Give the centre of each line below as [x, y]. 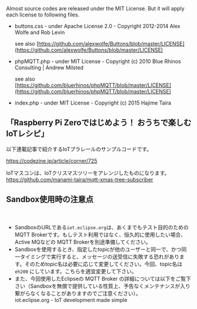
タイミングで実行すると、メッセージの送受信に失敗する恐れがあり [99, 256]
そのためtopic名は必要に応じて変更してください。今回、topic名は [103, 264]
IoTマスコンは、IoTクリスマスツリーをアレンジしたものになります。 [88, 173]
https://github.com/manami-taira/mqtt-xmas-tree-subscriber [80, 179]
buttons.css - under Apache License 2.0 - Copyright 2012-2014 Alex [97, 26]
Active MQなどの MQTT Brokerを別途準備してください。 [83, 242]
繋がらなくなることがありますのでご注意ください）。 [78, 293]
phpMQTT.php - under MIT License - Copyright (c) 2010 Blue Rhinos [98, 61]
